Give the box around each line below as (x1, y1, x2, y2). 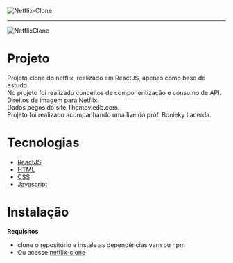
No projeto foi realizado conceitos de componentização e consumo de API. (7, 88, 222, 96)
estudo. (7, 80, 29, 90)
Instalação (7, 205, 69, 220)
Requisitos (7, 227, 39, 235)
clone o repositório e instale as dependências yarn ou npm (17, 240, 185, 249)
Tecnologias (7, 135, 80, 151)
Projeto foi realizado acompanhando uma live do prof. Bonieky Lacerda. (7, 110, 212, 119)
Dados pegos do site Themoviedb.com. (7, 103, 120, 111)
